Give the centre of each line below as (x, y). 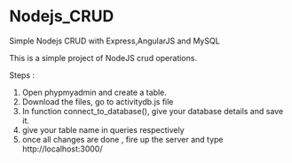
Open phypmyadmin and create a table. (94, 92)
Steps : (22, 75)
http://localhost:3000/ (62, 149)
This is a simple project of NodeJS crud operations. (103, 58)
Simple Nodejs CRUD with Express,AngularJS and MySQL (114, 41)
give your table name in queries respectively (103, 129)
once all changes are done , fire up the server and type (122, 139)
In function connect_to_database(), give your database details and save (153, 111)
